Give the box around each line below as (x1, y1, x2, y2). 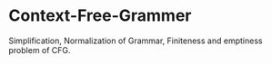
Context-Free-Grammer (8, 5, 192, 26)
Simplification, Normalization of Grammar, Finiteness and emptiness (8, 35, 263, 46)
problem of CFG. (8, 44, 71, 55)
